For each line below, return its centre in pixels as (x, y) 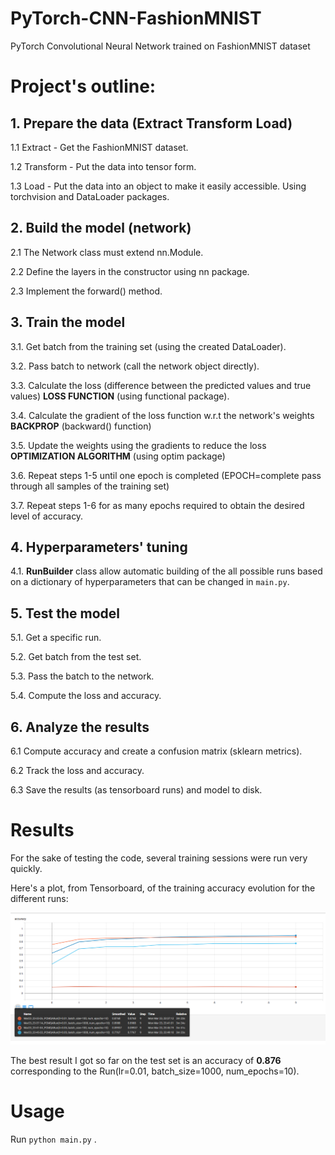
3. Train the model (68, 322)
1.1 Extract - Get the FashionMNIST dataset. (99, 147)
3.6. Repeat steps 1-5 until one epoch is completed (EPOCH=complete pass (166, 475)
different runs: (39, 898)
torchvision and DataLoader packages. (90, 196)
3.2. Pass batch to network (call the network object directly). (135, 366)
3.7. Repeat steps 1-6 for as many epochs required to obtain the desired (157, 505)
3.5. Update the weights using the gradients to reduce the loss (138, 445)
